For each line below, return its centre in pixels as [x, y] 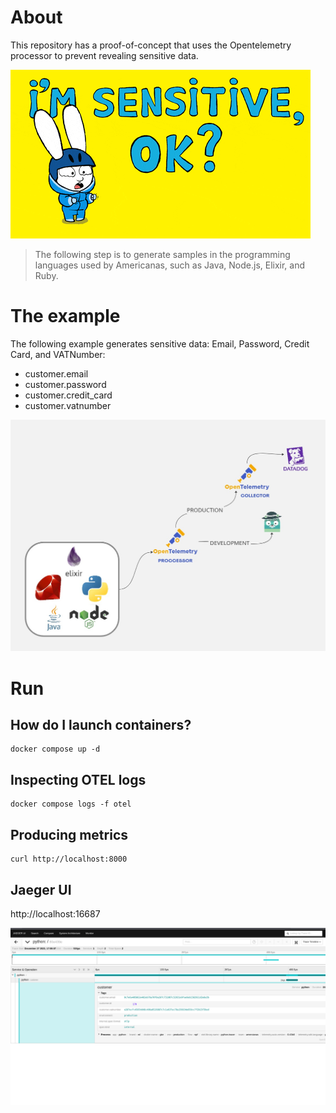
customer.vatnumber [68, 405]
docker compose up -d [55, 749]
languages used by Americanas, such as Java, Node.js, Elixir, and [170, 265]
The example [65, 316]
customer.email [56, 373]
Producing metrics [69, 834]
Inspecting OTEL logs [78, 779]
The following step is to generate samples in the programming [162, 254]
